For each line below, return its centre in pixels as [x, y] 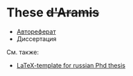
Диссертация [36, 38]
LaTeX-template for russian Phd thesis [71, 65]
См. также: [23, 52]
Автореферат [36, 31]
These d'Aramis [53, 13]
